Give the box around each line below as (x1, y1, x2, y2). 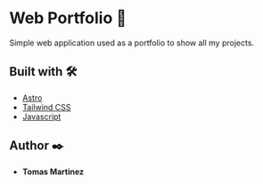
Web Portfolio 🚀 (9, 8, 127, 28)
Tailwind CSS (21, 101, 71, 112)
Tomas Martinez (21, 166, 85, 177)
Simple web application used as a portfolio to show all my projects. (9, 37, 255, 48)
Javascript (21, 111, 62, 122)
